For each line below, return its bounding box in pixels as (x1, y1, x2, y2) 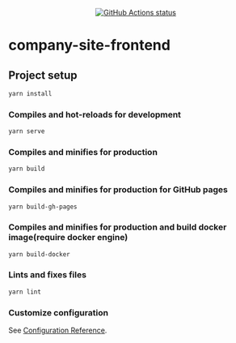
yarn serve (8, 127, 45, 135)
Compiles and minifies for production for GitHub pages (8, 184, 228, 195)
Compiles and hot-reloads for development (8, 109, 182, 120)
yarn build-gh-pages (8, 203, 78, 211)
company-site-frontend (8, 36, 171, 54)
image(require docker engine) (8, 232, 129, 243)
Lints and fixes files (8, 269, 87, 281)
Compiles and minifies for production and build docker (8, 221, 227, 233)
